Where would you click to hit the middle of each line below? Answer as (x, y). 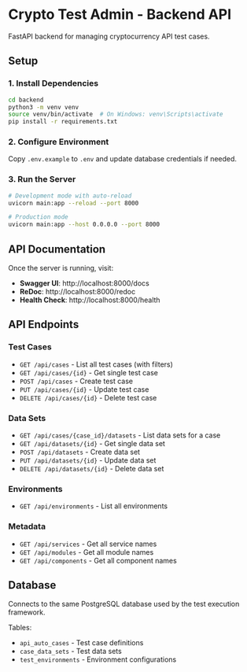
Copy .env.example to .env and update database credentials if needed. (123, 159)
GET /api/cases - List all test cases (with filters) (96, 364)
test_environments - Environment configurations (98, 659)
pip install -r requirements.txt (63, 122)
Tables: (20, 628)
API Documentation (57, 249)
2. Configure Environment (59, 142)
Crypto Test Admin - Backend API (120, 15)
